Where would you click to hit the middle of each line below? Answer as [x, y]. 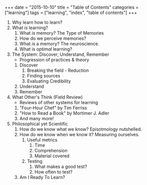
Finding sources [44, 76]
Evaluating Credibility [49, 81]
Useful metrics [42, 140]
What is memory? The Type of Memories [61, 33]
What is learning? [30, 28]
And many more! [36, 118]
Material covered [52, 156]
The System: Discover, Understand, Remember [60, 54]
